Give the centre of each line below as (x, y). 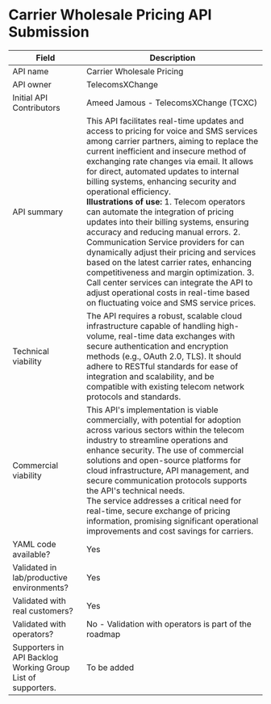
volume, (101, 335)
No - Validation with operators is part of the (169, 624)
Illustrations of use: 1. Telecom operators (166, 201)
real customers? (43, 610)
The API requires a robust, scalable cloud (164, 315)
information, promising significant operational (172, 521)
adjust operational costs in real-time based (168, 293)
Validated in (35, 567)
